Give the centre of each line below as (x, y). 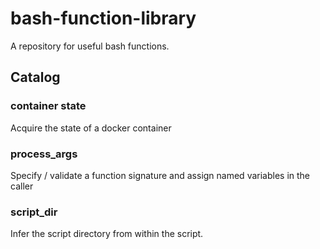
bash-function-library (103, 18)
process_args (44, 154)
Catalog (35, 77)
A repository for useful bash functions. (90, 46)
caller (22, 186)
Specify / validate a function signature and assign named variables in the (160, 175)
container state (48, 106)
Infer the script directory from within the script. (107, 234)
